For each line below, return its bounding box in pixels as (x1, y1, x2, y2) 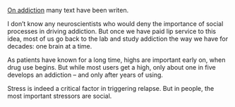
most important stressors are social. (7, 92, 112, 100)
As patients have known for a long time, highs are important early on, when (7, 56, 226, 64)
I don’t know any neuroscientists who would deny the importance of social (7, 20, 224, 27)
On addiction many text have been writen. (7, 6, 129, 14)
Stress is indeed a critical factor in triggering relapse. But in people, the (7, 84, 215, 92)
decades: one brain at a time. (7, 42, 92, 50)
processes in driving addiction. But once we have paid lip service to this (7, 27, 217, 35)
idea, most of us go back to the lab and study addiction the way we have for (7, 34, 228, 43)
